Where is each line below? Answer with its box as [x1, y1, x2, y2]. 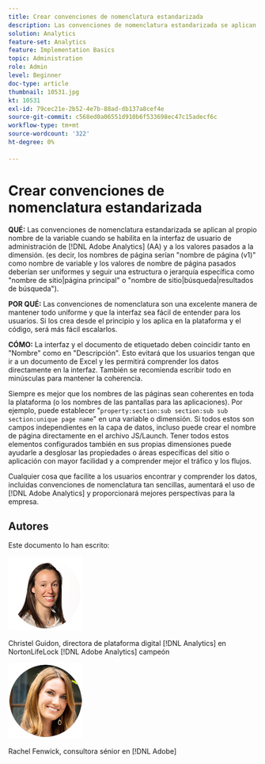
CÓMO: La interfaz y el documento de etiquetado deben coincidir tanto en [8, 339, 251, 349]
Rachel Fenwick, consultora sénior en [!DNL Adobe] [8, 747, 177, 756]
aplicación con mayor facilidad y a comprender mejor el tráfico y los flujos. [8, 456, 252, 465]
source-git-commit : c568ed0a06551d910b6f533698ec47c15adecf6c [8, 113, 218, 121]
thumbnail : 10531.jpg [8, 88, 80, 96]
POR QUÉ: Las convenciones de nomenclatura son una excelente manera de [8, 299, 258, 308]
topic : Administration [8, 55, 83, 63]
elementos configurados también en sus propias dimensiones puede [8, 439, 232, 449]
